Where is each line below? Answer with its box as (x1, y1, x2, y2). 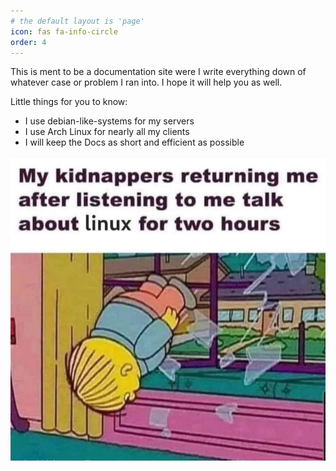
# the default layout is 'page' (10, 16, 145, 26)
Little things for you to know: (10, 96, 128, 108)
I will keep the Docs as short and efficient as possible (24, 136, 245, 149)
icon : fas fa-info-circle (10, 26, 118, 37)
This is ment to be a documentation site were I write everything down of (10, 66, 307, 78)
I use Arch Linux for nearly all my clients (24, 126, 190, 138)
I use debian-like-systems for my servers (24, 115, 195, 127)
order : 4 (10, 37, 47, 47)
